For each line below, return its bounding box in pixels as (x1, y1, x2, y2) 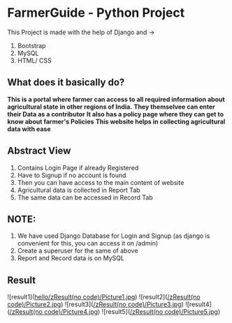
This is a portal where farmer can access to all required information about (7, 95, 225, 103)
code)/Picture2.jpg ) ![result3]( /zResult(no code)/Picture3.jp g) (7, 300, 184, 308)
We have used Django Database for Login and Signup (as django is (17, 232, 210, 240)
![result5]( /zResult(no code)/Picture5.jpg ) (101, 308, 221, 316)
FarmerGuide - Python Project (7, 5, 185, 21)
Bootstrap (17, 41, 46, 50)
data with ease (7, 124, 51, 133)
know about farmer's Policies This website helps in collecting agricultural (7, 117, 226, 126)
